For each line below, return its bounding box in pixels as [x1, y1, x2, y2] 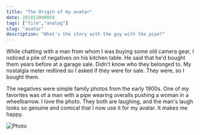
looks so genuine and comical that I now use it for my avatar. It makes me [6, 104, 188, 111]
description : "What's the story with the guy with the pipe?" [6, 31, 165, 37]
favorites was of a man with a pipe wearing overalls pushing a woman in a [6, 92, 189, 99]
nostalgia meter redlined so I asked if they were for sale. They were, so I [6, 67, 184, 74]
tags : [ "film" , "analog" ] [6, 20, 68, 26]
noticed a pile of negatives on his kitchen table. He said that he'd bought [6, 54, 186, 61]
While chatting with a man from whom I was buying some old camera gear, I [6, 48, 194, 55]
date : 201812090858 [6, 14, 55, 20]
